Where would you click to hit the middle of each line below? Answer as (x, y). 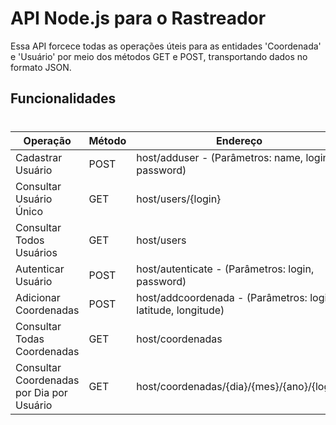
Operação (47, 140)
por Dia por (41, 392)
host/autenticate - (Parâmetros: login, (225, 269)
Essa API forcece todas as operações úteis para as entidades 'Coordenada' (166, 46)
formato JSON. (41, 67)
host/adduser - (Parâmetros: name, (220, 157)
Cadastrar (39, 157)
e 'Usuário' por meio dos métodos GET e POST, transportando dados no (159, 56)
